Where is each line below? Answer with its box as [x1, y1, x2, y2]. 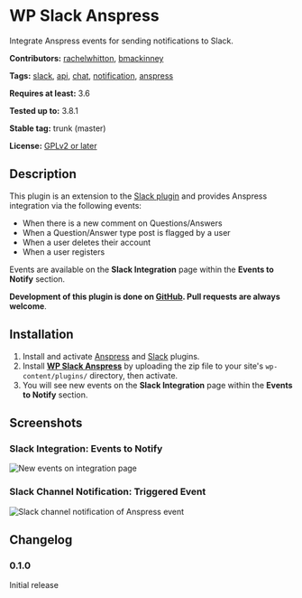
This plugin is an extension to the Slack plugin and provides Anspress [9, 191, 268, 201]
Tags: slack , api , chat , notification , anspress [9, 70, 174, 81]
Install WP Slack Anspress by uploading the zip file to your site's [22, 360, 264, 371]
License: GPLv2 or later [9, 140, 97, 151]
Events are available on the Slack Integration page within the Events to [9, 264, 275, 275]
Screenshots [9, 415, 83, 430]
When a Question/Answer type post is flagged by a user [22, 227, 232, 238]
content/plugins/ [22, 371, 88, 380]
